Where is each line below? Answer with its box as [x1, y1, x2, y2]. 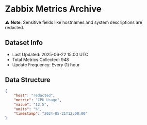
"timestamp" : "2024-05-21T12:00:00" [14, 111, 88, 116]
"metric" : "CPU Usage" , [14, 98, 62, 103]
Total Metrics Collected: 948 [12, 57, 69, 62]
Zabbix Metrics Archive [5, 3, 102, 15]
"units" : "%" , [14, 107, 42, 112]
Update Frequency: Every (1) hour [12, 62, 80, 67]
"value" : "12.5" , [14, 102, 49, 107]
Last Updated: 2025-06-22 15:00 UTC [12, 51, 89, 57]
